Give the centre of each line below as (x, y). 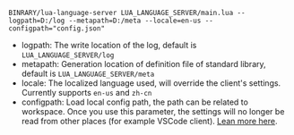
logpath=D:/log (37, 21)
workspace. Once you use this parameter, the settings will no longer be (153, 111)
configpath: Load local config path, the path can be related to (134, 102)
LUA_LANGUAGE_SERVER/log (68, 55)
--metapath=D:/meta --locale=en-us (135, 21)
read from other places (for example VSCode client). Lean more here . (149, 121)
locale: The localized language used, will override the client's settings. (151, 83)
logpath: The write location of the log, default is (109, 45)
